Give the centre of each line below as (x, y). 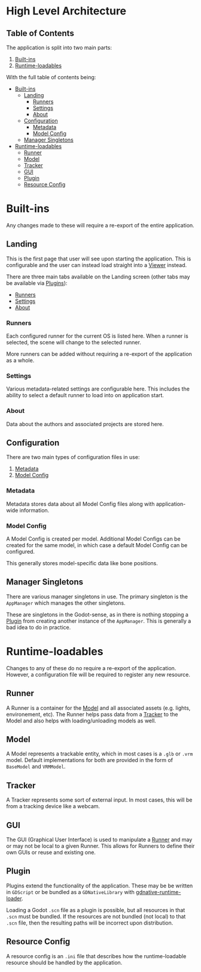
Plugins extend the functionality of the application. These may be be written (100, 886)
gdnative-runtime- (158, 892)
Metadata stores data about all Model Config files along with (80, 504)
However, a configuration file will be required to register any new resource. (98, 674)
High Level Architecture (66, 11)
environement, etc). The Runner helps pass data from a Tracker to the (92, 714)
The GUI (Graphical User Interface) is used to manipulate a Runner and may (99, 840)
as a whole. (20, 361)
